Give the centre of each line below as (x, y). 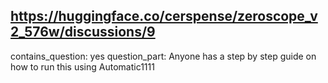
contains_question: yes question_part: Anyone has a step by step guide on (163, 56)
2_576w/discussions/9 (83, 32)
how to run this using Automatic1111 (82, 66)
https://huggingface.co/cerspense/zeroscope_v (164, 16)
